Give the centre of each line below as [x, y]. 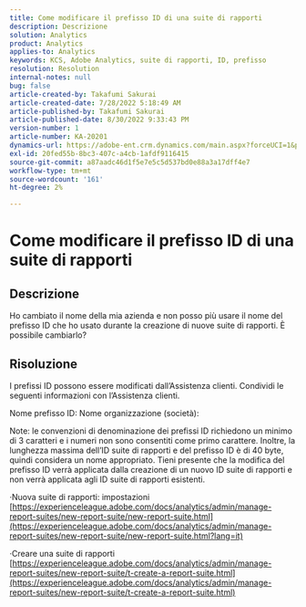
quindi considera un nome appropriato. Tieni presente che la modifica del [147, 460]
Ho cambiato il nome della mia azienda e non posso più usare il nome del [146, 316]
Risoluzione [44, 364]
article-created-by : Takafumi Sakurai [83, 94]
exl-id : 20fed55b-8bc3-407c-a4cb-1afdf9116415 [99, 153]
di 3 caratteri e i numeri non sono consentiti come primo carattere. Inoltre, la [153, 440]
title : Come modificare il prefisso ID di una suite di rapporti [136, 18]
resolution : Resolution [55, 69]
